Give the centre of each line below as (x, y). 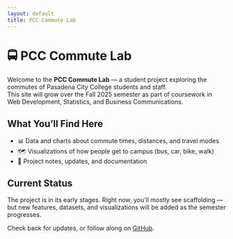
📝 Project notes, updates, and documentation (82, 161)
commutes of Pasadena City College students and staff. (87, 87)
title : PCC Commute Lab (42, 20)
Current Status (40, 183)
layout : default (31, 14)
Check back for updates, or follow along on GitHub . (81, 228)
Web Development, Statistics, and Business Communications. (95, 102)
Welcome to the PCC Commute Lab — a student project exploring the (107, 80)
